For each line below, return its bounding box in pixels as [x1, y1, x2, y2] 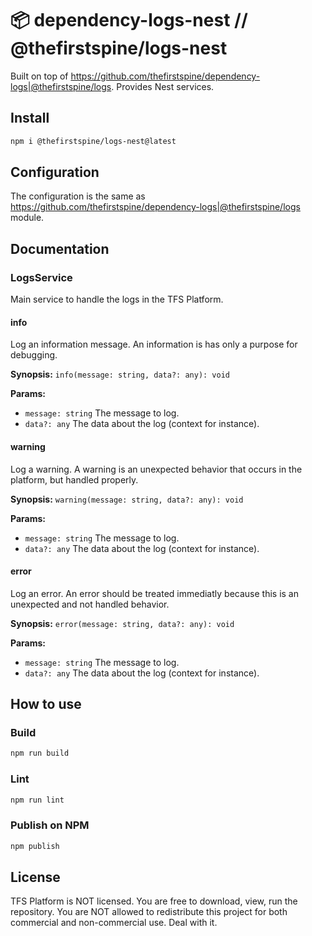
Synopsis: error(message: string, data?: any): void [10, 617, 235, 629]
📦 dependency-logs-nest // [10, 9, 248, 32]
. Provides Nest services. [111, 80, 215, 92]
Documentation [10, 240, 110, 257]
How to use [10, 696, 82, 713]
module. [10, 212, 45, 224]
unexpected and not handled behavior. [10, 598, 170, 610]
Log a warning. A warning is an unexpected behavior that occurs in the [10, 463, 303, 475]
